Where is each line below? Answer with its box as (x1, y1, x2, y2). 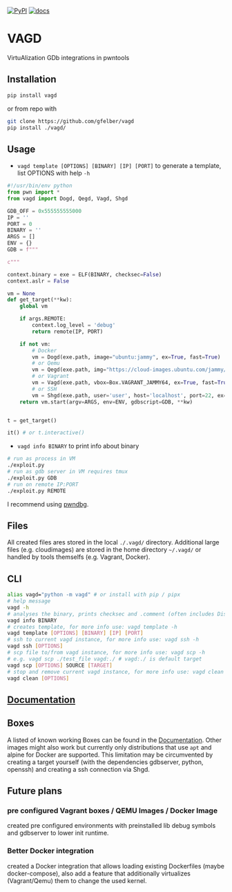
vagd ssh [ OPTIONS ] (7, 643, 64, 649)
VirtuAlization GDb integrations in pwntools (7, 53, 130, 61)
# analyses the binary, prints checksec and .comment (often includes (7, 610, 215, 618)
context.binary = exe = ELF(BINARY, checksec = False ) (7, 271, 162, 278)
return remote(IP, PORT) (32, 328, 104, 335)
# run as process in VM (7, 455, 76, 462)
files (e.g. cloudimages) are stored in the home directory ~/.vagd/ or (7, 546, 202, 554)
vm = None (7, 290, 36, 297)
